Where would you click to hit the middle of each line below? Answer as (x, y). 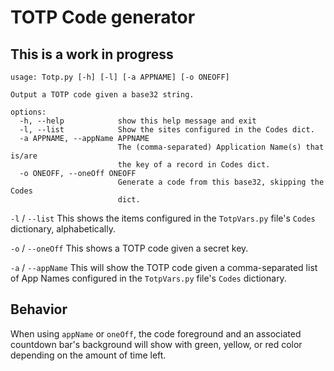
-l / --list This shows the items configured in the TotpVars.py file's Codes (163, 218)
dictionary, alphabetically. (63, 229)
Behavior (39, 309)
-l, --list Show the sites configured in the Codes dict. (167, 130)
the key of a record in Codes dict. (194, 165)
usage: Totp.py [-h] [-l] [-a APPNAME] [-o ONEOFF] (120, 77)
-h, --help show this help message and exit (138, 121)
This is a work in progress (92, 54)
